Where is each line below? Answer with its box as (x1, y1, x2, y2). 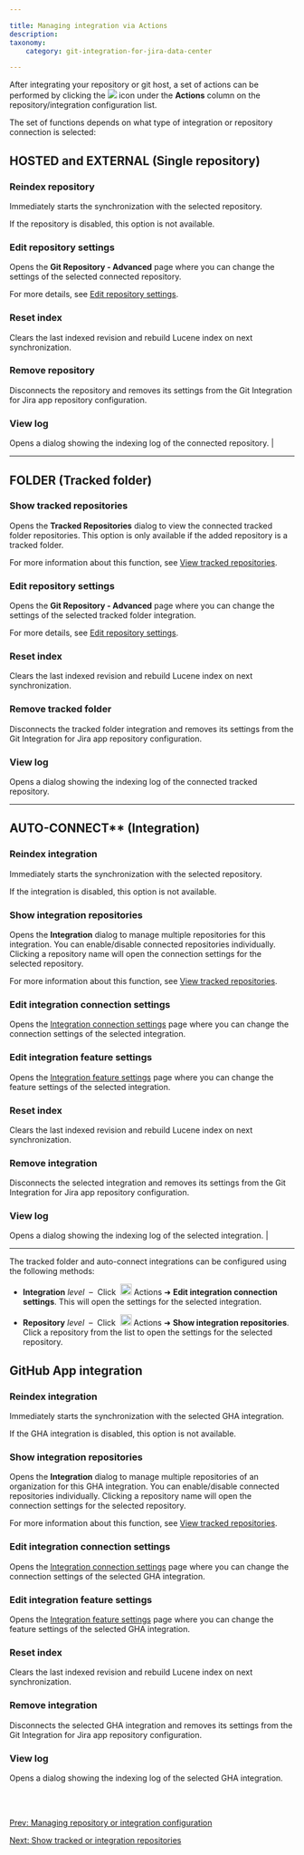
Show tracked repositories (9, 499, 128, 512)
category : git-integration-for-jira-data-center (25, 46, 213, 55)
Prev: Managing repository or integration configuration (9, 1817, 213, 1828)
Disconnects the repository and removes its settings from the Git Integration (9, 384, 292, 395)
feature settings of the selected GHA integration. (9, 1624, 191, 1635)
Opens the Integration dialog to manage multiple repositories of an (9, 1472, 260, 1483)
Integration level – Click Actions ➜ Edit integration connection (22, 1287, 278, 1298)
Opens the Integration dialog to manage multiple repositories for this (9, 929, 266, 940)
